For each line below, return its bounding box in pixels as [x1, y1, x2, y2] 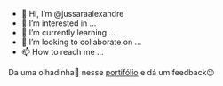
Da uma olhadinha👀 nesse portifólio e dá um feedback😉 [8, 67, 215, 77]
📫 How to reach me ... [20, 47, 104, 57]
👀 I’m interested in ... [20, 18, 97, 28]
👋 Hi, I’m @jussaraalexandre [20, 9, 124, 19]
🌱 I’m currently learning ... [20, 27, 116, 37]
